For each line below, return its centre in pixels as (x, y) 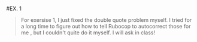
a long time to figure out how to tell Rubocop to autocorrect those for (106, 26)
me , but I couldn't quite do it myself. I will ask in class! (88, 33)
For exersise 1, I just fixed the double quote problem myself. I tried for (106, 20)
